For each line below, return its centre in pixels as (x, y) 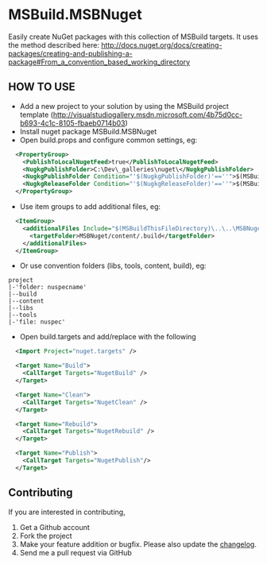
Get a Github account (54, 527)
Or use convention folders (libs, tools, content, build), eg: (113, 266)
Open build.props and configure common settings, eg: (108, 140)
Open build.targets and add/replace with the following (108, 337)
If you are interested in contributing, (67, 512)
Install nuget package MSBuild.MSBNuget (88, 131)
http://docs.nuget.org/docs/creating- (161, 45)
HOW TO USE (42, 87)
